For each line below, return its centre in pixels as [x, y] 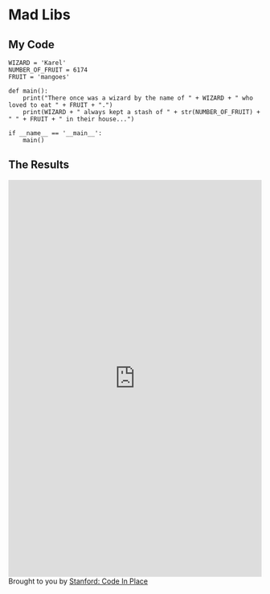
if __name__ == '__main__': [55, 133]
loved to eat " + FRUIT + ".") [61, 105]
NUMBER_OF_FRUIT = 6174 [48, 70]
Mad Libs [39, 15]
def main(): [28, 91]
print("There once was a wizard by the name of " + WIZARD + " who [138, 98]
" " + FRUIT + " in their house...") [72, 119]
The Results [39, 165]
